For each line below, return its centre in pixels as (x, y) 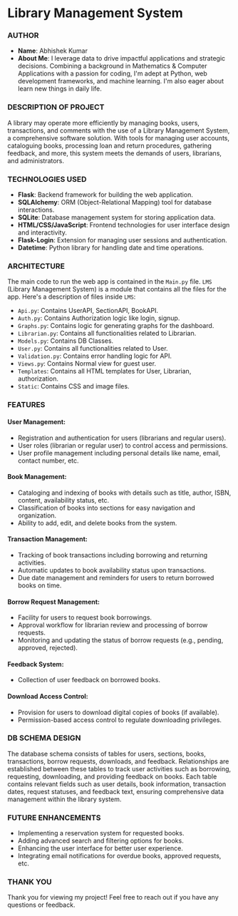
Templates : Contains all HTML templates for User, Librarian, (104, 371)
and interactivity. (42, 232)
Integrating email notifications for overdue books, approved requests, (119, 856)
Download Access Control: (48, 696)
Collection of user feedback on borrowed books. (89, 680)
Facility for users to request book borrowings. (84, 617)
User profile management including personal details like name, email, (119, 453)
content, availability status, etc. (63, 500)
